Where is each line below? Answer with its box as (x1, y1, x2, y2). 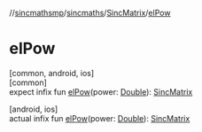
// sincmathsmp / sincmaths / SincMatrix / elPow (9, 8, 171, 18)
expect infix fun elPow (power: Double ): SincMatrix (9, 86, 193, 97)
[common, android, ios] (9, 67, 95, 78)
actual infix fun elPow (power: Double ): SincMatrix (9, 113, 190, 123)
